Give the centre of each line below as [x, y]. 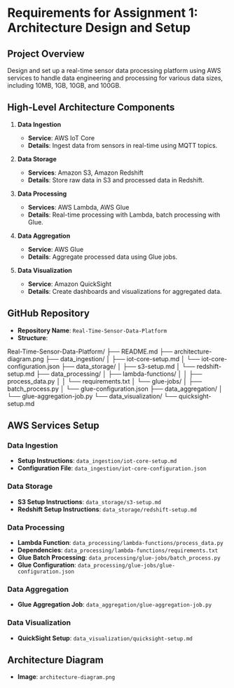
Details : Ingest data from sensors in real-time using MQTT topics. [123, 145]
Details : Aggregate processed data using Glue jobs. [103, 257]
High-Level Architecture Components [91, 108]
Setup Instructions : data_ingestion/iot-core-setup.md [97, 461]
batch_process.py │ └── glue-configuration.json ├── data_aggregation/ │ [115, 389]
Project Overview [46, 54]
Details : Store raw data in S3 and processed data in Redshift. [116, 180]
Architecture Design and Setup [99, 28]
